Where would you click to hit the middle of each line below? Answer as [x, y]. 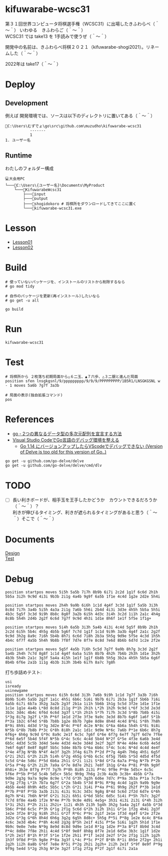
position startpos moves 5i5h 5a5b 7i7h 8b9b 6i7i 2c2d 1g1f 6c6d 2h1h [81, 592]
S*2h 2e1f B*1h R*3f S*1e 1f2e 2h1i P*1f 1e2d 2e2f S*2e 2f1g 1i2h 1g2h [83, 836]
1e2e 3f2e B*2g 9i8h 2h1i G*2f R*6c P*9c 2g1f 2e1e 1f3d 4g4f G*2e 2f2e [83, 814]
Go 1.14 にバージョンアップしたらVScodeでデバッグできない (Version [91, 446]
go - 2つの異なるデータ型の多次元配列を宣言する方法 [67, 434]
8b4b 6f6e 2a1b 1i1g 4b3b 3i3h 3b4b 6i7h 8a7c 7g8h [60, 663]
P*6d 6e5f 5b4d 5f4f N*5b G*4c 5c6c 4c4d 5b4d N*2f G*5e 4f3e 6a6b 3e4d [83, 739]
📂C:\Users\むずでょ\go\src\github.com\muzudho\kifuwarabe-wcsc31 [73, 126]
